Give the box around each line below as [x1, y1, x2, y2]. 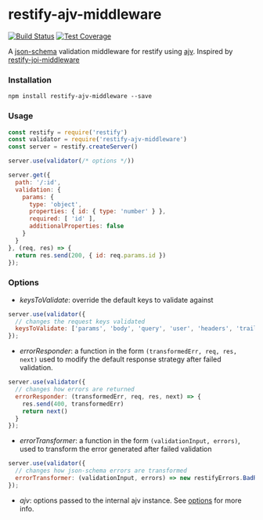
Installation [8, 75, 52, 85]
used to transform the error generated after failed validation [19, 445, 212, 454]
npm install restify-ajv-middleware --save [8, 93, 153, 100]
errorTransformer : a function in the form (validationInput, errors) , [19, 436, 240, 445]
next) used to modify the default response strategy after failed [19, 355, 222, 364]
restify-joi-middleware [8, 55, 80, 64]
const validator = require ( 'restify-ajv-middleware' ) [8, 136, 188, 144]
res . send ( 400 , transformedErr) [22, 400, 124, 408]
